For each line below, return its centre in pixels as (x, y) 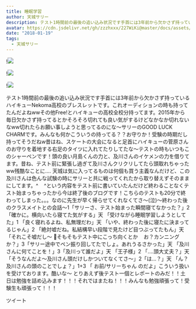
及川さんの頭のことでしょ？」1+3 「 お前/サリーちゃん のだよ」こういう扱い (98, 266)
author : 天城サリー (27, 17)
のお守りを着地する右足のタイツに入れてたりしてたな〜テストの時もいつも (95, 149)
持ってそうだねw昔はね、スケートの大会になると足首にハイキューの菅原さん (97, 142)
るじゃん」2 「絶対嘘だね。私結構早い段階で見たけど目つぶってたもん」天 (95, 229)
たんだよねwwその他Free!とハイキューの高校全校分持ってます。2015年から (96, 112)
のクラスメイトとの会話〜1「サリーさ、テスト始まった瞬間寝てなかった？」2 (98, 207)
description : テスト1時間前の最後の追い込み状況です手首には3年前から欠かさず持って (97, 22)
